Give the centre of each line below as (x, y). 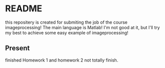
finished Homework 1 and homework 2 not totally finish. (62, 60)
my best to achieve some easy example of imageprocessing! (67, 33)
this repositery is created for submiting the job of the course (66, 22)
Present (18, 48)
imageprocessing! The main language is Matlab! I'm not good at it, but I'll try (82, 27)
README (24, 9)
